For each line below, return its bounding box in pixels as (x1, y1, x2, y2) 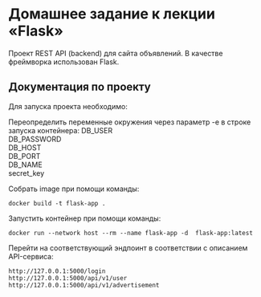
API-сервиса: (8, 251, 54, 261)
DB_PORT (8, 151, 41, 161)
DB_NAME (8, 160, 43, 169)
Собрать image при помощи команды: (8, 184, 140, 193)
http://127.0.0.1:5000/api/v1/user (8, 274, 128, 282)
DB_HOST (8, 142, 42, 153)
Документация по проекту (8, 80, 151, 94)
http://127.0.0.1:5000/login (8, 266, 106, 275)
